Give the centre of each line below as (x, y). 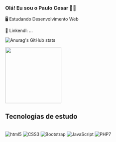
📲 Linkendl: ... (19, 31)
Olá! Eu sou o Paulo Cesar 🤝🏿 (41, 8)
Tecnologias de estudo (41, 116)
